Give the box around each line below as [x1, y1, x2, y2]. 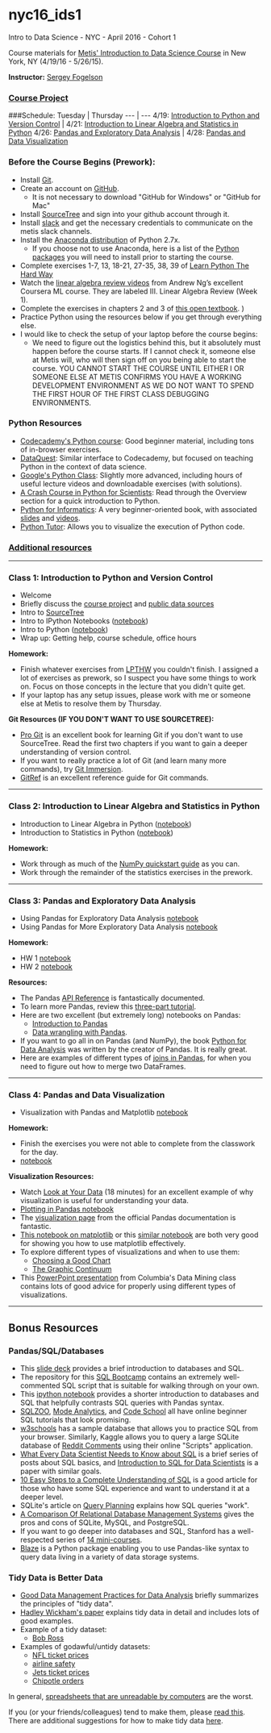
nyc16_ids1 [8, 6, 82, 24]
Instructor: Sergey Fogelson [8, 72, 103, 81]
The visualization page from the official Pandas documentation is [19, 1213, 236, 1223]
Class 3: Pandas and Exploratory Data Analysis [8, 895, 196, 906]
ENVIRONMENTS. [31, 398, 91, 407]
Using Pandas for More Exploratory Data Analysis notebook [19, 922, 218, 932]
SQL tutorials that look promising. [19, 1415, 131, 1424]
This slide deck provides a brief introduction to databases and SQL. [19, 1364, 244, 1373]
